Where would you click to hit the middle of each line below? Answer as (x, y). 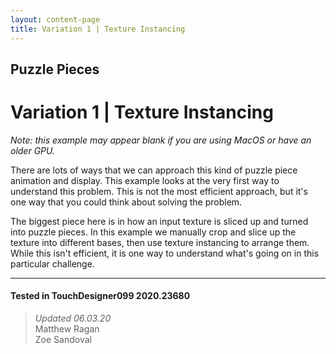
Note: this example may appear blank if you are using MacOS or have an (161, 140)
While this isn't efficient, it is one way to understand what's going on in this (165, 253)
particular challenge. (52, 263)
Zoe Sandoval (63, 340)
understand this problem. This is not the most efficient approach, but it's (159, 191)
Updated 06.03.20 (73, 318)
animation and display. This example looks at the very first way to (145, 180)
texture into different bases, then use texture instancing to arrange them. (160, 242)
